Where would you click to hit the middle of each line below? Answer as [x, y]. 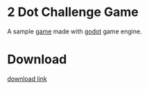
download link [27, 79]
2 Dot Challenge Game [73, 12]
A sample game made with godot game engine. [74, 31]
